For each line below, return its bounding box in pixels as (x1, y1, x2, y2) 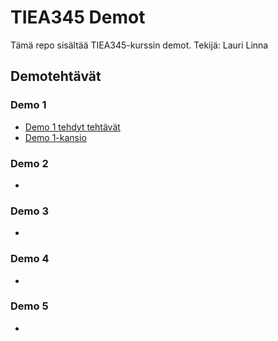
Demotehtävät (10, 68, 102, 85)
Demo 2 (10, 156, 49, 170)
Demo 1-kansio (24, 131, 87, 143)
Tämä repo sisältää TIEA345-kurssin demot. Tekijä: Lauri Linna (10, 39, 269, 51)
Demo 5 (10, 299, 49, 313)
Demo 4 (10, 252, 50, 266)
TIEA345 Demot (10, 6, 146, 29)
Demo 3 (10, 204, 49, 218)
